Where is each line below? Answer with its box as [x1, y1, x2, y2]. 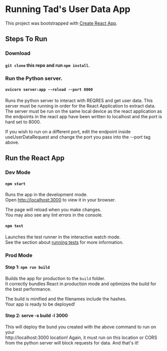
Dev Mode [5, 169, 31, 176]
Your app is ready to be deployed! [5, 301, 75, 307]
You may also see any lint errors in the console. [5, 212, 103, 218]
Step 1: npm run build [5, 264, 50, 270]
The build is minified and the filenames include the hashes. [5, 296, 127, 302]
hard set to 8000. [5, 119, 41, 125]
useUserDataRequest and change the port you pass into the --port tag [5, 134, 151, 140]
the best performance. [5, 286, 52, 292]
